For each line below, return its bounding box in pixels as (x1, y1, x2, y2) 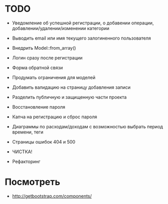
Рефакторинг (12, 158, 41, 164)
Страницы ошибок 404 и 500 (12, 139, 76, 145)
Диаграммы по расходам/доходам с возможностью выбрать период (12, 123, 163, 129)
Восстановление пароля (12, 104, 65, 110)
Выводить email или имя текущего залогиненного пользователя (12, 35, 151, 41)
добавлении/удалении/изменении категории (12, 25, 110, 31)
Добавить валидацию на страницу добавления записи (12, 84, 131, 90)
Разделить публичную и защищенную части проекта (12, 94, 127, 100)
